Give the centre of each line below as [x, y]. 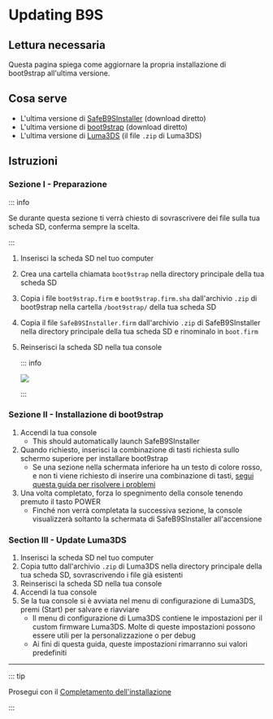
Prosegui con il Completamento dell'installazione [90, 692]
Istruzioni [33, 161]
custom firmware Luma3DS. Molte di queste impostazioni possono [144, 627]
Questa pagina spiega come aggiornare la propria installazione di [117, 64]
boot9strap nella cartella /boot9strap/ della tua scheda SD [118, 307]
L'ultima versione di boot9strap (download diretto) [104, 127]
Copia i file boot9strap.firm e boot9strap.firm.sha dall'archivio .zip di [139, 298]
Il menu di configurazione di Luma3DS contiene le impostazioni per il [147, 618]
